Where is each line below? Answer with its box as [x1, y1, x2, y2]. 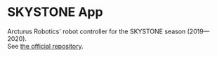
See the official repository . [7, 42, 84, 50]
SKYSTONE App [7, 4, 103, 20]
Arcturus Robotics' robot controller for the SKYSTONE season [7, 27, 186, 35]
